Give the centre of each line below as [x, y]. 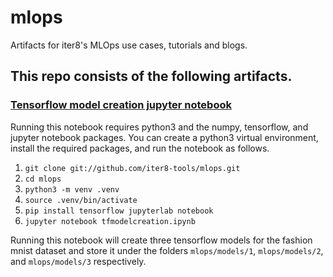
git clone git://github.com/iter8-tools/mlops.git [132, 168]
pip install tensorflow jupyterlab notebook [119, 211]
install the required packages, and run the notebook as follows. [140, 148]
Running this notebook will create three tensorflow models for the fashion [161, 240]
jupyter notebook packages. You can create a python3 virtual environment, [164, 137]
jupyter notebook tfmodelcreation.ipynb [110, 221]
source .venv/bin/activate [81, 200]
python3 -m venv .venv [72, 189]
